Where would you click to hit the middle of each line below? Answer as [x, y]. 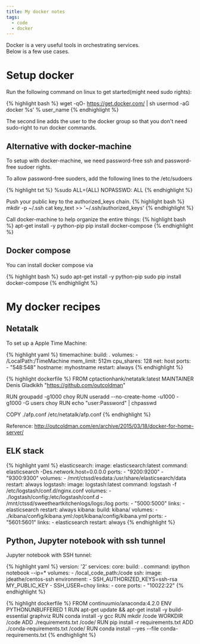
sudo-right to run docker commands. [51, 128]
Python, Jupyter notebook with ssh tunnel [86, 541]
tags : [13, 17]
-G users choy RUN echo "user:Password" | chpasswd [90, 403]
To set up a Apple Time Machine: [47, 343]
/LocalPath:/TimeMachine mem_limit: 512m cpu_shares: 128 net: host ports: [99, 361]
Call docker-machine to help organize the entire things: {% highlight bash [96, 219]
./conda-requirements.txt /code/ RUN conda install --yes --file [83, 629]
